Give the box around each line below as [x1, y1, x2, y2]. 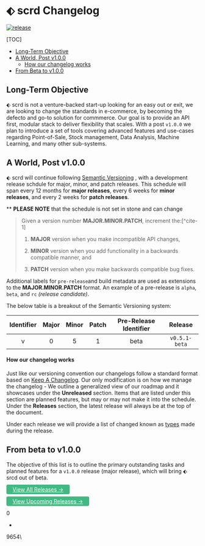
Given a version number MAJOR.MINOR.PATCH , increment [21, 217, 171, 224]
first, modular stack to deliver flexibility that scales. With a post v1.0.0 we [6, 120, 191, 128]
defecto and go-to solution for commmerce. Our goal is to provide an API [6, 114, 190, 121]
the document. [6, 409, 43, 416]
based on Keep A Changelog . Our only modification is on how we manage [6, 376, 192, 384]
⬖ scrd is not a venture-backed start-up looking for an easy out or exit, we [6, 101, 193, 108]
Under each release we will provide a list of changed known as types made [6, 420, 195, 428]
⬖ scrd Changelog [6, 4, 99, 18]
